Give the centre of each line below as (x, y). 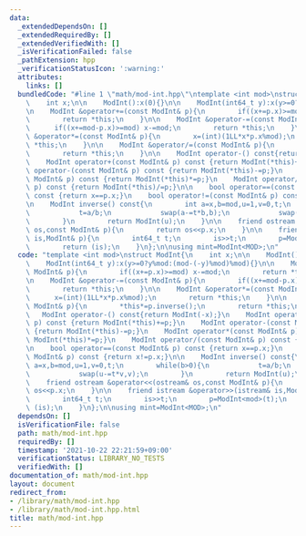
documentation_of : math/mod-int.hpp (79, 476)
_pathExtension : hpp (56, 60)
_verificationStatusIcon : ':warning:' (92, 69)
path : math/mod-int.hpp (62, 433)
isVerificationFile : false (69, 425)
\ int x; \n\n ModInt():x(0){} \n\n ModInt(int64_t (140, 103)
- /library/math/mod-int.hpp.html (75, 510)
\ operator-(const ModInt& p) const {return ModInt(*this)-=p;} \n (154, 170)
